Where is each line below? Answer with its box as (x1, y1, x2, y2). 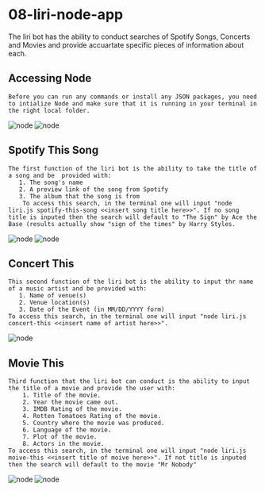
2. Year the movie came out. (22, 398, 119, 406)
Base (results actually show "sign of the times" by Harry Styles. (8, 220, 236, 228)
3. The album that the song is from (18, 192, 140, 200)
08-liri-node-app (8, 6, 124, 24)
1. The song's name (18, 178, 83, 186)
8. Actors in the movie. (22, 440, 105, 448)
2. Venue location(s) (18, 299, 90, 307)
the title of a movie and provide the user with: (8, 385, 176, 393)
